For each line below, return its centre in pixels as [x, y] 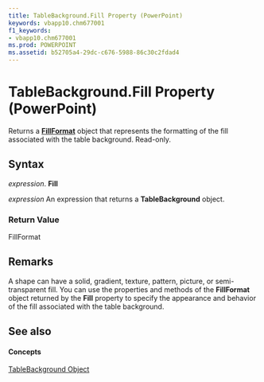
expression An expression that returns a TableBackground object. [116, 199]
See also [30, 331]
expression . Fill [33, 183]
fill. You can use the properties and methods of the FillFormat [149, 289]
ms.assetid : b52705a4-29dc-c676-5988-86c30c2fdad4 [94, 53]
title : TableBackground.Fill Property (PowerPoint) [95, 16]
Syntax [26, 164]
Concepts [25, 352]
